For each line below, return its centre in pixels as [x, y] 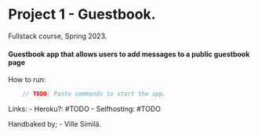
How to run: [27, 80]
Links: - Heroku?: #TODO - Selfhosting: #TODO [84, 109]
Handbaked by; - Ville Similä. [55, 124]
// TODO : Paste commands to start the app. [94, 94]
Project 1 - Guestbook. [82, 14]
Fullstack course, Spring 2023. [58, 36]
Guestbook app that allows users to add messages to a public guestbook [129, 54]
